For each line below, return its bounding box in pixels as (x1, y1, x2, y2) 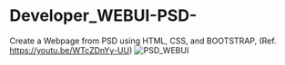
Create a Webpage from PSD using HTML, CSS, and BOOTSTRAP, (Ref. (9, 35, 277, 46)
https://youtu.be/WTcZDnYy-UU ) (9, 44, 133, 55)
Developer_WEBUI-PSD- (9, 5, 198, 26)
